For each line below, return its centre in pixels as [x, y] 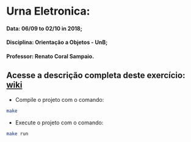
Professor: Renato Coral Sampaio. [50, 56]
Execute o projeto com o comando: [59, 122]
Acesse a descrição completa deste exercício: [96, 75]
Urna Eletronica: [48, 11]
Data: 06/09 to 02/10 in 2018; [44, 28]
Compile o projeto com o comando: [59, 99]
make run [17, 133]
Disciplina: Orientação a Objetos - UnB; [57, 42]
